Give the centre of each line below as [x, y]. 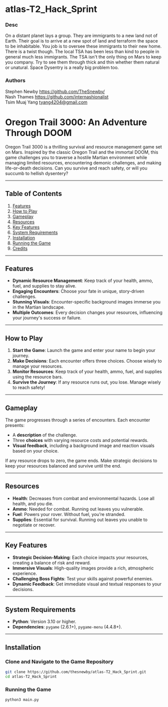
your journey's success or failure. [47, 318]
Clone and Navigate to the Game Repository [59, 661]
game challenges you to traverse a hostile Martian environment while [76, 157]
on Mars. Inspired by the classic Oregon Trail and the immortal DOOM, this [82, 152]
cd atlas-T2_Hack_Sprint [31, 676]
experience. [25, 573]
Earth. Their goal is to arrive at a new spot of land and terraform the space [82, 41]
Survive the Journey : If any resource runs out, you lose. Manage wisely [86, 382]
